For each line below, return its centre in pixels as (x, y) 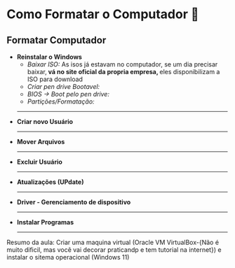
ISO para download (55, 79)
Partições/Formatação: (61, 101)
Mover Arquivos (41, 142)
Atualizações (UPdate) (50, 182)
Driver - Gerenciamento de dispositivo (74, 202)
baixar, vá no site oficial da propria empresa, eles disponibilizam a (123, 72)
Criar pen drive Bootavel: (63, 86)
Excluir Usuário (39, 162)
